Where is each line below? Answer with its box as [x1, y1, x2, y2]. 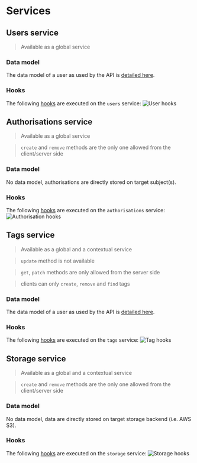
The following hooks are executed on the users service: [6, 99, 141, 107]
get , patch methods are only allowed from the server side [20, 268, 160, 276]
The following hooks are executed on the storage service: [6, 449, 147, 456]
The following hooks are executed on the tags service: [6, 336, 139, 344]
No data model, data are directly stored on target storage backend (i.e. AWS [6, 415, 191, 422]
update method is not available [20, 257, 95, 264]
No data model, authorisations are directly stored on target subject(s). [6, 179, 176, 186]
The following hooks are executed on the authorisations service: [6, 207, 166, 213]
